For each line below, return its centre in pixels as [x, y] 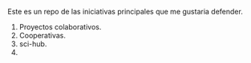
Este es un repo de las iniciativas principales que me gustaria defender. [125, 12]
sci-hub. [33, 44]
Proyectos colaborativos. [60, 27]
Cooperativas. [42, 35]
